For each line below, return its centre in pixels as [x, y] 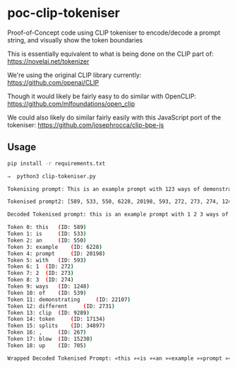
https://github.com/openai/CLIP [53, 82]
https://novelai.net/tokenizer [48, 61]
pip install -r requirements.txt [56, 163]
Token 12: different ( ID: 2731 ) [61, 306]
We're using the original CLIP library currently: [74, 75]
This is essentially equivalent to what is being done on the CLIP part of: [110, 54]
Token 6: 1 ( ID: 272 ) [41, 266]
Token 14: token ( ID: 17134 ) [56, 320]
